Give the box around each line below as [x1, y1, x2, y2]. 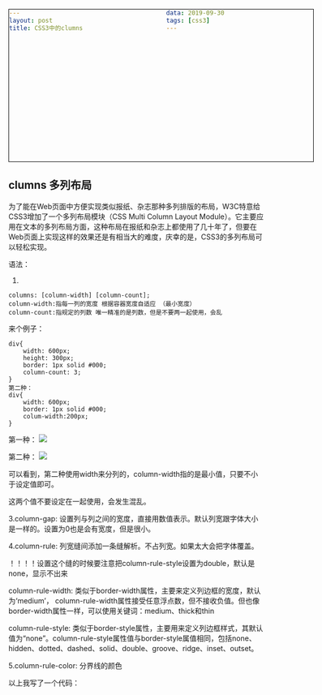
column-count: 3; [23, 368, 82, 376]
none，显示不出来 [8, 568, 69, 578]
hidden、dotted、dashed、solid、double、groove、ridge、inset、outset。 [8, 643, 259, 653]
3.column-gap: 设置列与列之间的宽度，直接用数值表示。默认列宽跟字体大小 [8, 513, 259, 523]
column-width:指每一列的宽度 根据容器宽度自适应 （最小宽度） [8, 299, 196, 308]
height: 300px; [23, 354, 75, 362]
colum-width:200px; [23, 412, 89, 420]
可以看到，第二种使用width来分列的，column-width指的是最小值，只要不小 [8, 469, 259, 478]
